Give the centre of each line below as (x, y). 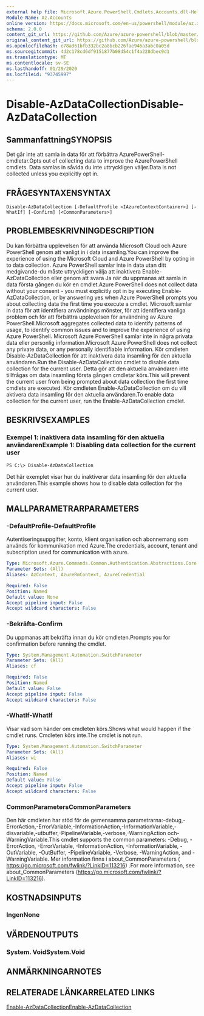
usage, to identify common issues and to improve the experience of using (98, 330)
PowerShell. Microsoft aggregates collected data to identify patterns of (94, 323)
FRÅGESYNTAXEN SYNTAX (59, 193)
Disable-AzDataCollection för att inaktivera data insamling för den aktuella (99, 355)
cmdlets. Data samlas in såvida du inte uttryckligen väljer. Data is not (91, 168)
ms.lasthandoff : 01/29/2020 (42, 69)
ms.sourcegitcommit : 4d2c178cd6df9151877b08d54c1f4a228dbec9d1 (88, 52)
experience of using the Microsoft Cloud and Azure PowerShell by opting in (100, 258)
